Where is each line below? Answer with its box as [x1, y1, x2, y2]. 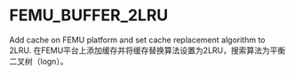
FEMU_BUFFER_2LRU [9, 5, 169, 26]
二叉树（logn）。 [9, 56, 68, 66]
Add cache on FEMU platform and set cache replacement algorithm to [9, 34, 266, 45]
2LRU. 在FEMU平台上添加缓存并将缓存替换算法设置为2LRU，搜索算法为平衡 [9, 45, 286, 56]
